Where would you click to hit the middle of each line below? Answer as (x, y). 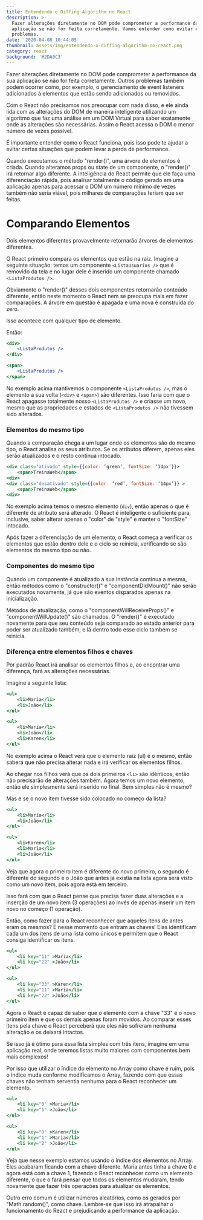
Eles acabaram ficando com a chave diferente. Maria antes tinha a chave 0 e (101, 1167)
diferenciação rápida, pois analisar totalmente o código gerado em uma (95, 180)
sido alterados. (25, 414)
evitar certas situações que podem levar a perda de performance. (88, 149)
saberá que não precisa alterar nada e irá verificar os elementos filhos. (94, 762)
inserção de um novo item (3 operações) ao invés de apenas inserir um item (101, 902)
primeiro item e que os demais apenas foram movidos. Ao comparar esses (99, 1019)
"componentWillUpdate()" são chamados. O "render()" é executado (90, 616)
